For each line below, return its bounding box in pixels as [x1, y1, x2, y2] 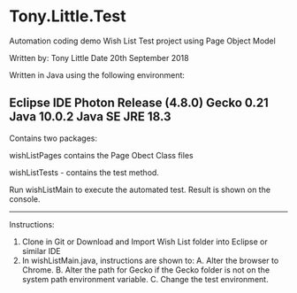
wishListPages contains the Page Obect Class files [9, 150, 194, 160]
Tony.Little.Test [9, 6, 126, 27]
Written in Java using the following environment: [9, 69, 186, 81]
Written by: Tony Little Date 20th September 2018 [9, 52, 189, 63]
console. [9, 193, 42, 204]
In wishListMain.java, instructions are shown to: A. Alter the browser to [21, 255, 279, 266]
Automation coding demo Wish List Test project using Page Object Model [9, 35, 276, 46]
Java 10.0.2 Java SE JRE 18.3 [9, 109, 171, 125]
